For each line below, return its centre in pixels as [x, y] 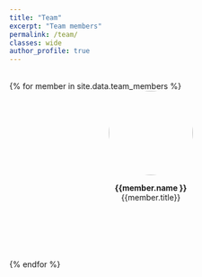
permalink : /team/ [44, 34]
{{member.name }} [151, 188]
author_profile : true [50, 51]
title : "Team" [36, 18]
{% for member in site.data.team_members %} [96, 86]
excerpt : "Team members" [56, 26]
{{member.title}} [151, 198]
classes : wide [36, 43]
